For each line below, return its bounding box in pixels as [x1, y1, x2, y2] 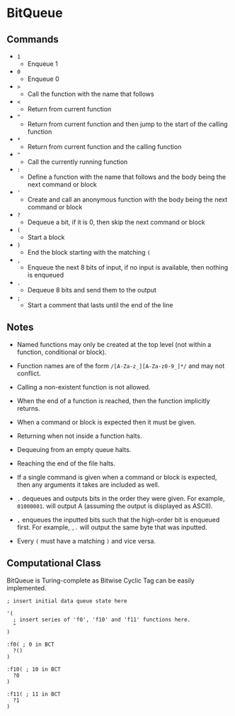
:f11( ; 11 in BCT [6, 690, 61, 698]
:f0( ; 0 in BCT [6, 641, 55, 648]
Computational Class [6, 557, 102, 569]
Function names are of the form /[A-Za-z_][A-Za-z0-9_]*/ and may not [16, 361, 225, 370]
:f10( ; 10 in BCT [6, 666, 61, 673]
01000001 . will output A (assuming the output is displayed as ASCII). [16, 502, 213, 510]
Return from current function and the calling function [27, 143, 182, 150]
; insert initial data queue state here [6, 597, 128, 605]
